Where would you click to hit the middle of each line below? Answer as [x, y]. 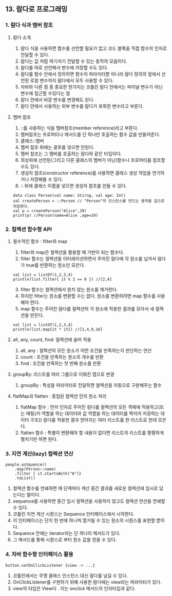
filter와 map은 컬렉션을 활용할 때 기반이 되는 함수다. [72, 252]
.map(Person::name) [35, 469]
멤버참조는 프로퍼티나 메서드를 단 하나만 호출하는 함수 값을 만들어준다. [90, 134]
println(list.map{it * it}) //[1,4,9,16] [58, 329]
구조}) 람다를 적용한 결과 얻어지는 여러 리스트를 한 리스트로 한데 [93, 420]
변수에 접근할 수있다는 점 [45, 93]
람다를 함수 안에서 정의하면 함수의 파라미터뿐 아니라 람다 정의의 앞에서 [90, 74]
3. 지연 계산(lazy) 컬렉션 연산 [39, 454]
